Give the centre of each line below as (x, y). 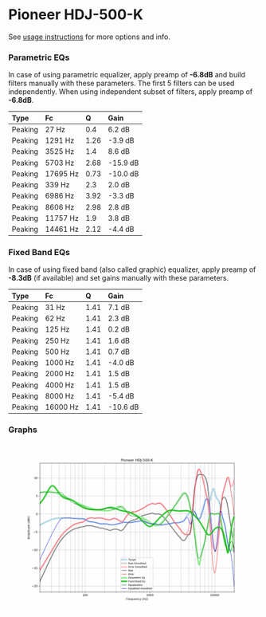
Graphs (23, 430)
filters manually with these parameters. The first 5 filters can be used (121, 83)
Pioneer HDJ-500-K (76, 15)
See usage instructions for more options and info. (90, 37)
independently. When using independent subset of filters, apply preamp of (131, 92)
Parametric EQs (39, 57)
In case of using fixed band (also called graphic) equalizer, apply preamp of (132, 269)
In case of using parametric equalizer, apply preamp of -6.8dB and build (127, 75)
